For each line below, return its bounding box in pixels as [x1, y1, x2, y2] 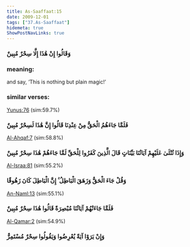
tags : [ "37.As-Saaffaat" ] [6, 19, 70, 25]
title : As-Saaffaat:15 [6, 8, 62, 15]
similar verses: [6, 93, 50, 101]
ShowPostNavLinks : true [6, 30, 65, 36]
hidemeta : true [6, 25, 44, 31]
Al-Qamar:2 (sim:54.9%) [6, 217, 66, 225]
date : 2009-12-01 [6, 14, 49, 20]
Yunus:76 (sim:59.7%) [6, 106, 60, 113]
